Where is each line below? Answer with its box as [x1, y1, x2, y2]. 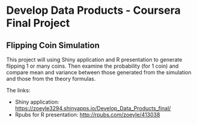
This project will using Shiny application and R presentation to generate [6, 56, 183, 63]
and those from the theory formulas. [6, 75, 96, 82]
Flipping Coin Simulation [6, 40, 100, 50]
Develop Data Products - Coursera [6, 4, 181, 17]
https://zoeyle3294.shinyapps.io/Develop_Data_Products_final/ [14, 105, 171, 111]
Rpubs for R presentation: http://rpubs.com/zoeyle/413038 [14, 111, 160, 118]
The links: [6, 87, 31, 93]
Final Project [6, 16, 70, 30]
